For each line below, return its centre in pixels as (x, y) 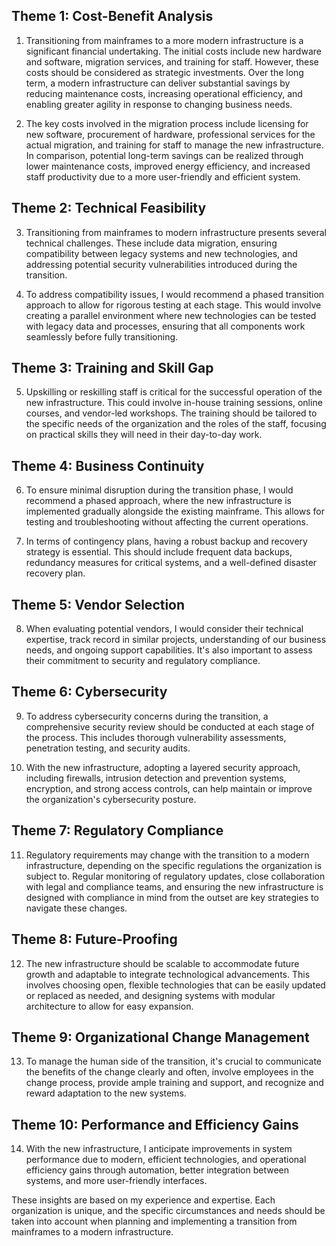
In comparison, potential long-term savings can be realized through (164, 155)
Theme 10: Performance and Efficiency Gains (155, 1124)
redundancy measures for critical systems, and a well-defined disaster (171, 563)
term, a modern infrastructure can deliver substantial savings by (158, 83)
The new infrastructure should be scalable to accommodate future (162, 963)
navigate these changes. (76, 908)
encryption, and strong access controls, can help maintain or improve (169, 788)
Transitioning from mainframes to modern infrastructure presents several (176, 232)
